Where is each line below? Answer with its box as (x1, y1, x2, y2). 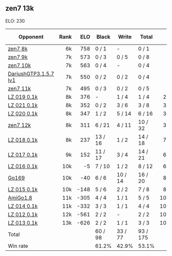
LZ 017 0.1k (8, 151, 38, 158)
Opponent (18, 33, 44, 40)
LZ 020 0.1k (8, 110, 38, 117)
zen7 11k (8, 85, 31, 92)
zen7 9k (8, 53, 28, 61)
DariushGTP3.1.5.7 (8, 70, 55, 77)
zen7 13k (5, 4, 34, 13)
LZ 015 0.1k (8, 186, 38, 193)
